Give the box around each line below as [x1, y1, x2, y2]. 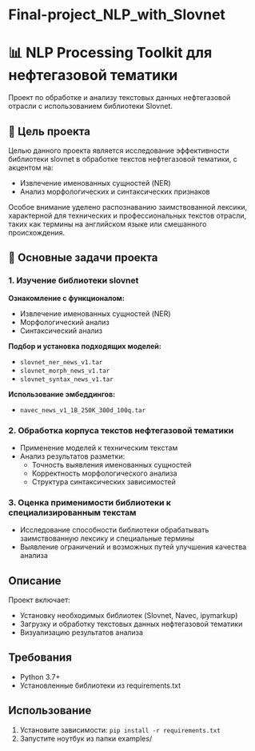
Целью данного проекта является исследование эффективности [8, 146, 229, 155]
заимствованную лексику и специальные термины [19, 534, 194, 544]
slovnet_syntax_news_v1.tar [19, 375, 114, 384]
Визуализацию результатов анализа [19, 628, 144, 637]
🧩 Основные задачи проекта [8, 251, 158, 265]
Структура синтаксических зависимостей [31, 476, 176, 486]
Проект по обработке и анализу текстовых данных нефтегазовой [8, 93, 231, 102]
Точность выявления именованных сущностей [31, 460, 192, 469]
